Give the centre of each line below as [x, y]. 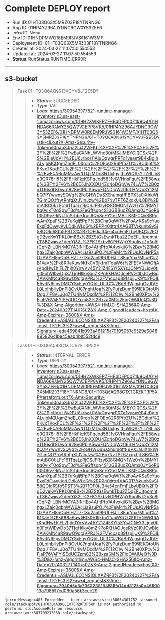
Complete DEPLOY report [57, 9]
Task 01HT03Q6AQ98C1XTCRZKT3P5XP [58, 345]
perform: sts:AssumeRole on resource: [45, 608]
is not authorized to [119, 604]
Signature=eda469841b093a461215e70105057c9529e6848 [97, 331]
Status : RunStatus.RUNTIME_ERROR [49, 59]
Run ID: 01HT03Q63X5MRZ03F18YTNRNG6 [56, 22]
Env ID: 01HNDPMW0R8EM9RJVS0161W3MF [58, 38]
